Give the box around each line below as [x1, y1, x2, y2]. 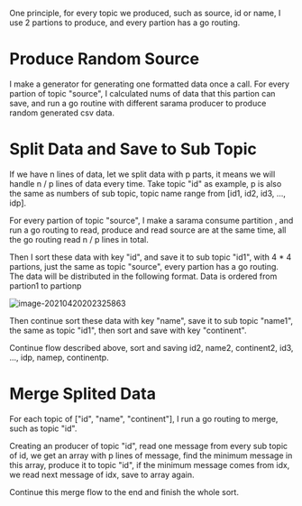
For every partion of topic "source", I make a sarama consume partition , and [9, 215, 294, 225]
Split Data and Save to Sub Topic [9, 139, 257, 160]
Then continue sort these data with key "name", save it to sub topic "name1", [9, 315, 294, 326]
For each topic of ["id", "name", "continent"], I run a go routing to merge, [9, 413, 279, 424]
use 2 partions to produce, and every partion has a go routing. [9, 17, 241, 28]
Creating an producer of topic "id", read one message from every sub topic [9, 440, 288, 451]
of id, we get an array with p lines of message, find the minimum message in [9, 450, 293, 461]
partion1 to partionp [9, 280, 82, 291]
